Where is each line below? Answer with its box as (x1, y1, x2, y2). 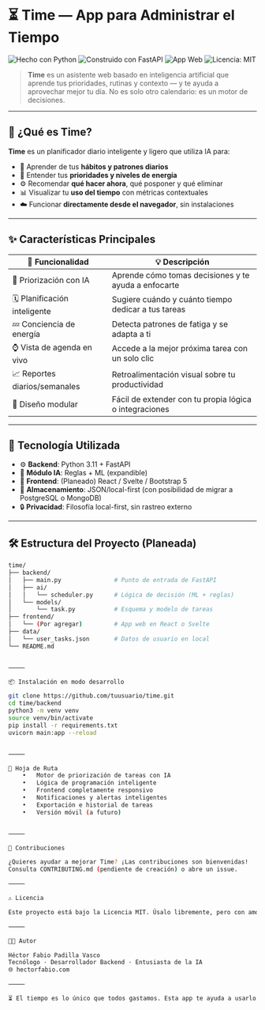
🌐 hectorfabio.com (8, 966, 70, 974)
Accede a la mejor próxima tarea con (111, 343, 248, 354)
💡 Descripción (155, 256, 210, 267)
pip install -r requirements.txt (8, 721, 118, 729)
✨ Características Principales (8, 233, 156, 246)
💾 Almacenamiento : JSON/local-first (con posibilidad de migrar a (19, 485, 233, 494)
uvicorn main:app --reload (8, 728, 97, 736)
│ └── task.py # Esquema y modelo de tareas (8, 606, 214, 614)
